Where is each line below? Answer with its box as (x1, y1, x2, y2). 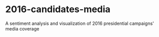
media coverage (5, 25, 39, 31)
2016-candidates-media (5, 4, 111, 15)
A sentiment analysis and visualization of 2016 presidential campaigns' (5, 20, 154, 26)
